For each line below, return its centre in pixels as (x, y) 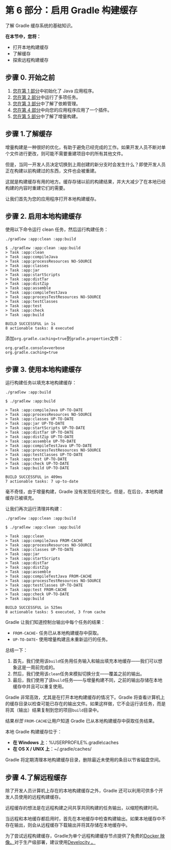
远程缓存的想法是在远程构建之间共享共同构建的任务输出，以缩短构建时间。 (83, 808)
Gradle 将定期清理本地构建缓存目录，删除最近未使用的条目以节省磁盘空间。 (84, 760)
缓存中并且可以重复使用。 (39, 686)
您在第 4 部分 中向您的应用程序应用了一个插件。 (62, 110)
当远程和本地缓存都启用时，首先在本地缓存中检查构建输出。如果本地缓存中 (83, 819)
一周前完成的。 (42, 668)
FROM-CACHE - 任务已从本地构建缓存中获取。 (57, 633)
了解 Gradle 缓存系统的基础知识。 (40, 25)
